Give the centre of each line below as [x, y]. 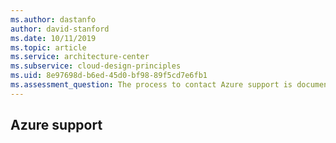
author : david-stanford [60, 29]
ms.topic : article [48, 47]
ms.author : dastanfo [53, 19]
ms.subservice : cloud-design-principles [96, 66]
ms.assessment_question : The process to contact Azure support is [151, 85]
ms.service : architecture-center [80, 57]
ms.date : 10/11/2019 [53, 38]
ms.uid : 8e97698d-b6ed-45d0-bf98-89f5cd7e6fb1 [109, 76]
